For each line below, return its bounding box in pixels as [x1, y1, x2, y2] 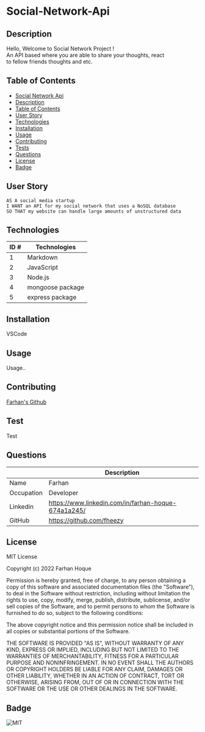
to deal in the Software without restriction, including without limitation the [6, 590, 190, 597]
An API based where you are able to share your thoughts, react [6, 51, 165, 59]
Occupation [9, 488, 43, 497]
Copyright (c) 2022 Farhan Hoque [6, 565, 92, 572]
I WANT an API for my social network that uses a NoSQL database [6, 203, 176, 209]
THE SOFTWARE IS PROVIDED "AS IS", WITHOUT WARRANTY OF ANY [6, 640, 184, 647]
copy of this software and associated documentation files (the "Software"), [6, 583, 195, 591]
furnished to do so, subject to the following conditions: [6, 609, 143, 617]
